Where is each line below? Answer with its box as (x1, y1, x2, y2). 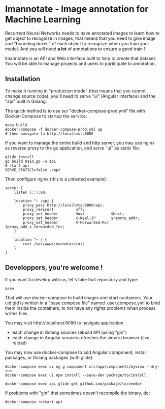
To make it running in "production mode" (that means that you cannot (5, 88, 146, 94)
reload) (12, 340, 27, 346)
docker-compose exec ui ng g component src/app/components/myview (5, 364, 144, 369)
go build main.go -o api (5, 159, 56, 164)
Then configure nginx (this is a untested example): (5, 176, 107, 182)
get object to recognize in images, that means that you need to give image (5, 35, 156, 41)
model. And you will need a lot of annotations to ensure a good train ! (5, 46, 145, 52)
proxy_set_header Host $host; (23, 211, 125, 216)
